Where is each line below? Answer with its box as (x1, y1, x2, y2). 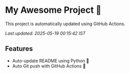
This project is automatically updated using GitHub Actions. (5, 21, 126, 27)
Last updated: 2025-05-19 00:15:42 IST (5, 30, 86, 36)
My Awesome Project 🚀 (5, 4, 102, 16)
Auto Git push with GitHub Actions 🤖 (12, 63, 86, 69)
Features (5, 44, 33, 53)
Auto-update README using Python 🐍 (12, 58, 90, 64)
